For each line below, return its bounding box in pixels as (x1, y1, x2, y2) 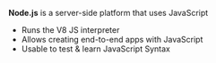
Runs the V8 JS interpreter (21, 25, 120, 35)
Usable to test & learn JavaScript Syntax (21, 43, 171, 54)
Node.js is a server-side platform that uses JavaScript (8, 8, 209, 18)
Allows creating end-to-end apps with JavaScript (21, 35, 203, 44)
